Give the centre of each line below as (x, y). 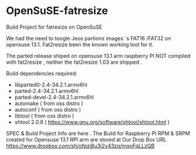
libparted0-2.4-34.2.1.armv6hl (51, 85)
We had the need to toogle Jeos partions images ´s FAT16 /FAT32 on (89, 38)
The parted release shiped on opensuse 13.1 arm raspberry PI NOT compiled (98, 56)
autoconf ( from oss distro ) (48, 109)
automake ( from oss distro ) (49, 103)
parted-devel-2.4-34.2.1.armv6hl (54, 97)
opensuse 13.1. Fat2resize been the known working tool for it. (80, 44)
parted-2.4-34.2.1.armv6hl (46, 91)
